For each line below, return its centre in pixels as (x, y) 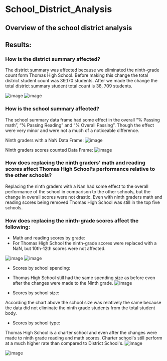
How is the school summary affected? (52, 109)
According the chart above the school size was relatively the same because (83, 303)
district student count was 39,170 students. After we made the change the (81, 81)
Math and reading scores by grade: (49, 238)
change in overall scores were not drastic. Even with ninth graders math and (84, 197)
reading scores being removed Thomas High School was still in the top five (83, 202)
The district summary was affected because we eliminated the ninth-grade (82, 70)
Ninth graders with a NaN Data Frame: (45, 140)
